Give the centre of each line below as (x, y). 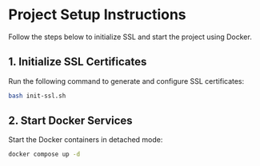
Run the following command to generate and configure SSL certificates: (126, 81)
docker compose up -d (44, 154)
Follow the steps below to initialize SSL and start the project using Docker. (130, 37)
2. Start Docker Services (71, 121)
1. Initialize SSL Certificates (78, 62)
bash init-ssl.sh (37, 96)
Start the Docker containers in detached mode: (86, 140)
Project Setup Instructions (97, 15)
